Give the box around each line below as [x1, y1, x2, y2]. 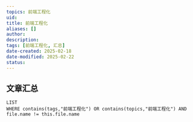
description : [6, 37, 39, 43]
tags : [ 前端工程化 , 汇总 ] [6, 43, 65, 49]
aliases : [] [6, 25, 36, 32]
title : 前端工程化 [6, 20, 48, 26]
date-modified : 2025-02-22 [6, 54, 74, 60]
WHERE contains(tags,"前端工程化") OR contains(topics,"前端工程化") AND [6, 106, 187, 112]
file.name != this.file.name [6, 111, 80, 118]
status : [6, 59, 26, 65]
